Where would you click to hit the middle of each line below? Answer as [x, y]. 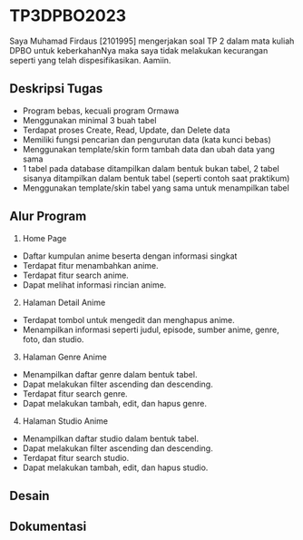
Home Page [44, 238]
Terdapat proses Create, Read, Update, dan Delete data [126, 130]
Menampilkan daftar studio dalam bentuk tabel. [111, 438]
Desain [29, 496]
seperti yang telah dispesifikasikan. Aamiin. [90, 60]
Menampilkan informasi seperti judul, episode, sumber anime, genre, [151, 329]
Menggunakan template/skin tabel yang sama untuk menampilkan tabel [156, 188]
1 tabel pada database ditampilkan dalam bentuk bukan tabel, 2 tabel [151, 168]
